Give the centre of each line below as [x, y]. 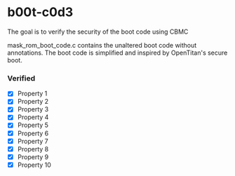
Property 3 [33, 109]
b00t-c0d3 [40, 12]
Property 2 [33, 102]
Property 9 [33, 157]
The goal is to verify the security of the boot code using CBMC [98, 32]
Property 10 [34, 165]
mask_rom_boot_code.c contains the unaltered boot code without [102, 45]
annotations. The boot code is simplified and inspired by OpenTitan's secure [117, 53]
